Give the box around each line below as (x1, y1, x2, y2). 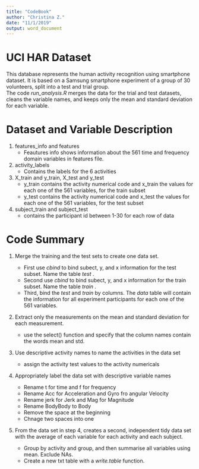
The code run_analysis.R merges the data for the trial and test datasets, (6, 90, 182, 97)
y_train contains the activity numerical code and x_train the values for (23, 181, 194, 188)
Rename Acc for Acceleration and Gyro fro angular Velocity (23, 390, 169, 397)
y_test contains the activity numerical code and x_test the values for (23, 193, 190, 200)
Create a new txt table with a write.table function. (23, 457, 145, 464)
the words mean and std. (23, 338, 85, 345)
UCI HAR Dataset (6, 51, 91, 64)
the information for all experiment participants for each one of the (23, 295, 184, 303)
